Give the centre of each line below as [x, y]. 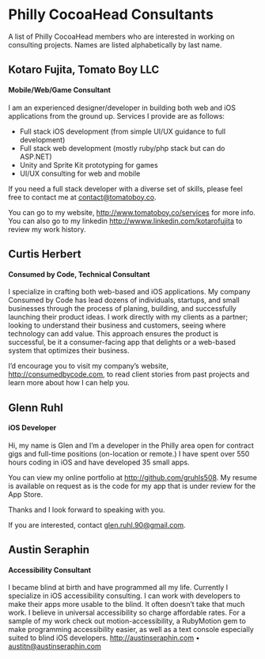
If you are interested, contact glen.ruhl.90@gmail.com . [97, 525]
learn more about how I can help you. [69, 383]
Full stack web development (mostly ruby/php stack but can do [122, 148]
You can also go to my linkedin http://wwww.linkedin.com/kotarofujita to [125, 221]
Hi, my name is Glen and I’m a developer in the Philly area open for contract [131, 445]
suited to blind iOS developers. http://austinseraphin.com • [104, 638]
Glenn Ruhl [36, 408]
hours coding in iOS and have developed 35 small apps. [99, 462]
